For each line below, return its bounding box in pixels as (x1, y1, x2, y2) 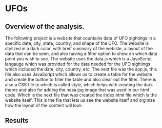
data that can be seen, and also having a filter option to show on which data (5, 51, 158, 56)
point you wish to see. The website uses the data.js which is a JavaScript (5, 56, 152, 61)
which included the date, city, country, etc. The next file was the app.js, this (5, 66, 157, 72)
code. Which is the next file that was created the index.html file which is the (5, 92, 157, 98)
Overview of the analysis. (5, 22, 84, 31)
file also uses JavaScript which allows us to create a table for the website (5, 72, 153, 77)
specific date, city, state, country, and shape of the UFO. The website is (5, 40, 149, 46)
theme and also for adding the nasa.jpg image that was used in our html (5, 87, 149, 92)
